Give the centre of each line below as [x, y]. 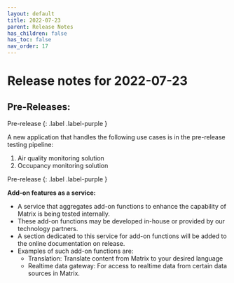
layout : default [31, 14]
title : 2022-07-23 [34, 20]
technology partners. [48, 229]
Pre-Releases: [39, 107]
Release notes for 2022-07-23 [97, 81]
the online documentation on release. [71, 243]
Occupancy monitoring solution [63, 166]
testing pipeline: [30, 145]
